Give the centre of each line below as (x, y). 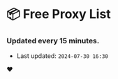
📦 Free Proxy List (59, 14)
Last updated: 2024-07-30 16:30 (62, 56)
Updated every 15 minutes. (53, 41)
